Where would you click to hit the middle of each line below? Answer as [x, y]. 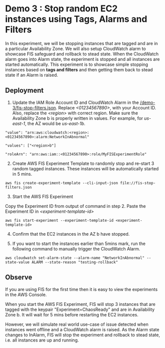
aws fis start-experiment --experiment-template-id [59, 220]
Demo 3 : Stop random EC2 [61, 9]
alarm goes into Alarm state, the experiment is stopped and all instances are [82, 59]
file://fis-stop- [138, 183]
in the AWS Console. [26, 295]
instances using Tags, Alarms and [76, 19]
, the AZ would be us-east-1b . [55, 123]
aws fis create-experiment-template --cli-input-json [62, 183]
